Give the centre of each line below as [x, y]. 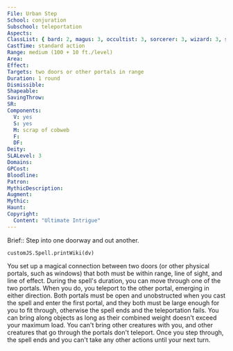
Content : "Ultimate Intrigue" [57, 220]
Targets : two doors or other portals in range [76, 72]
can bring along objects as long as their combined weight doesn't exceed [112, 318]
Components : [24, 111]
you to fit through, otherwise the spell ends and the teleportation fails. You [113, 310]
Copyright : [23, 214]
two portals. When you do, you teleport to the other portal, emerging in [108, 288]
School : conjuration [37, 20]
